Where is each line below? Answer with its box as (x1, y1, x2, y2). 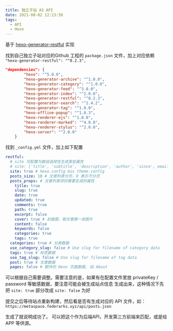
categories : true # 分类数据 (10, 240, 70, 246)
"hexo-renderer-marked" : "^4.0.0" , (24, 119, 100, 125)
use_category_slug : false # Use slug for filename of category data (10, 245, 160, 250)
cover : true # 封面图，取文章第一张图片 (14, 217, 93, 222)
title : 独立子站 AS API (5, 7, 53, 13)
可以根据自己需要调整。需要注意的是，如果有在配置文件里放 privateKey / (5, 274, 159, 281)
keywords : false (14, 226, 50, 232)
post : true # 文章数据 (10, 259, 56, 265)
